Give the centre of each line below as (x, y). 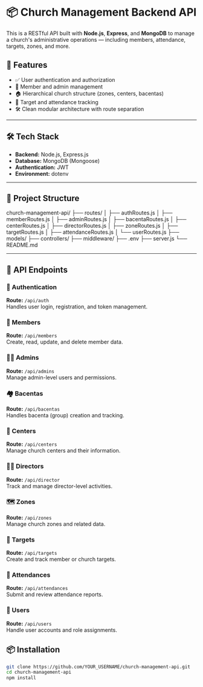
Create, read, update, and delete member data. (65, 342)
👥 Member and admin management (59, 87)
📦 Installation (33, 650)
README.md (22, 245)
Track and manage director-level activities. (60, 486)
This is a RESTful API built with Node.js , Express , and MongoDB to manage (101, 33)
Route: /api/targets (32, 553)
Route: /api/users (29, 623)
